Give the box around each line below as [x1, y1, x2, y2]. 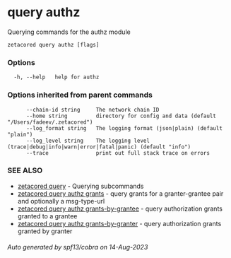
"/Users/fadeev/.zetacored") [7, 118, 93, 126]
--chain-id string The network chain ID [25, 106, 160, 113]
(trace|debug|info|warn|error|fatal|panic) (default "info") [7, 143, 191, 151]
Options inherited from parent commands [7, 90, 153, 100]
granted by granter [17, 227, 73, 235]
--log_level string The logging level [25, 137, 150, 144]
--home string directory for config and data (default [25, 112, 217, 119]
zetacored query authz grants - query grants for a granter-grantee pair [17, 189, 224, 198]
